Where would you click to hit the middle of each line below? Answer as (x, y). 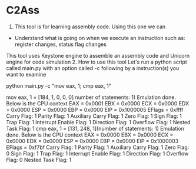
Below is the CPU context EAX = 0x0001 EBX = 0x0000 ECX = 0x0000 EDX (98, 103)
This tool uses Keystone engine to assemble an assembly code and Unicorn (98, 55)
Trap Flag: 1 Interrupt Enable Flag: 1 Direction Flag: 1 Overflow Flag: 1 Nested (98, 122)
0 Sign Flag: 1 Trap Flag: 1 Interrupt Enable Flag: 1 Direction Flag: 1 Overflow (97, 153)
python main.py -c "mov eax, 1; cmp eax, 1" (59, 85)
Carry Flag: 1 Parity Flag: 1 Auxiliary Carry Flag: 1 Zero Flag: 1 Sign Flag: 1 (94, 116)
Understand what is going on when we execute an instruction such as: (100, 38)
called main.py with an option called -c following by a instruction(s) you (93, 68)
